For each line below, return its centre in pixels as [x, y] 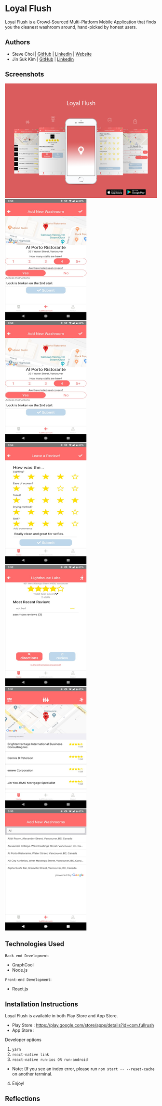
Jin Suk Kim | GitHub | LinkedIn [43, 59]
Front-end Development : [28, 980]
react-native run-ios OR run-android [50, 1060]
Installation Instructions [42, 1004]
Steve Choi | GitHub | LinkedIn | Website [52, 54]
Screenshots [25, 74]
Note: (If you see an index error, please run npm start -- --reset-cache [83, 1069]
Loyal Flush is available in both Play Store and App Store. [61, 1016]
